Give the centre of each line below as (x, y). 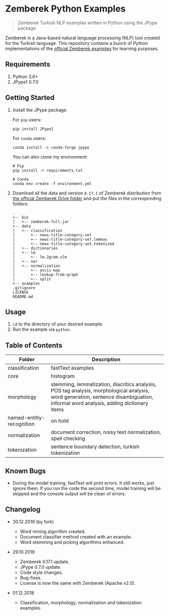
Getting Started (30, 98)
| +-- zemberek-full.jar (41, 222)
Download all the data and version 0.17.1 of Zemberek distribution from (87, 193)
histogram (63, 376)
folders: (20, 203)
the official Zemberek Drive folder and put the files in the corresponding (87, 198)
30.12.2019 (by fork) (33, 521)
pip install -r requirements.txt (48, 170)
